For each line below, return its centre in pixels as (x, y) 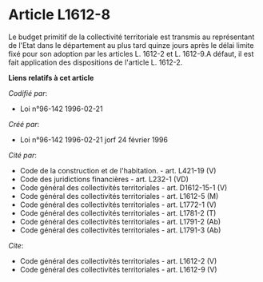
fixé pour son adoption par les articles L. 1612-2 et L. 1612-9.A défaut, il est (131, 54)
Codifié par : (28, 93)
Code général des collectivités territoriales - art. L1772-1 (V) (118, 205)
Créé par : (24, 124)
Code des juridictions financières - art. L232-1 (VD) (104, 179)
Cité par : (23, 155)
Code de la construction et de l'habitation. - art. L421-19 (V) (118, 170)
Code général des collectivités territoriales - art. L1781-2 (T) (118, 212)
